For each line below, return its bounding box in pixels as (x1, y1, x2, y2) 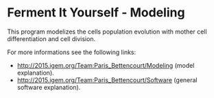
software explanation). (16, 83, 81, 91)
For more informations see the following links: (7, 48, 136, 56)
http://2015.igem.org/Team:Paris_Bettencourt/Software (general (16, 75, 198, 84)
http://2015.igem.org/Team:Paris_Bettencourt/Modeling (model (16, 61, 195, 69)
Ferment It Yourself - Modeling (7, 5, 185, 21)
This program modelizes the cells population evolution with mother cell (7, 27, 207, 36)
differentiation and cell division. (7, 34, 96, 42)
